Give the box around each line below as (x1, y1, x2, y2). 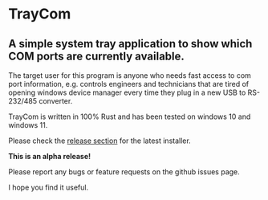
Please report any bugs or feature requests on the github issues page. (8, 167, 241, 177)
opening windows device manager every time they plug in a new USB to (8, 88, 246, 97)
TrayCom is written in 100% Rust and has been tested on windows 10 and (8, 112, 251, 121)
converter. (39, 96, 73, 105)
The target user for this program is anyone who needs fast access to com (8, 71, 251, 80)
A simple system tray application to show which (8, 37, 253, 51)
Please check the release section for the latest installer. (8, 136, 191, 145)
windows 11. (8, 120, 48, 129)
